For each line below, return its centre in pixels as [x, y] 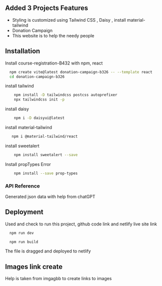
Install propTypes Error [28, 164]
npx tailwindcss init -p [39, 100]
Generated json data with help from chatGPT [50, 196]
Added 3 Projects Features [47, 8]
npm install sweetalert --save [46, 155]
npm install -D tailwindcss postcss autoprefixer [66, 95]
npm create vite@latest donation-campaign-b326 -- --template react [81, 72]
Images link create [34, 267]
